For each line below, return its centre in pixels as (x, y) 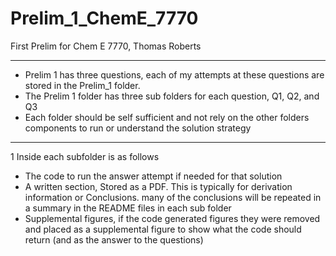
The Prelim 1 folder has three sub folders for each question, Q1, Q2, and (172, 96)
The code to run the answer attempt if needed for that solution (153, 176)
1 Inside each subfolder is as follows (85, 156)
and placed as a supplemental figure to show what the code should (163, 229)
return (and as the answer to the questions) (114, 239)
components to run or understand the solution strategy (138, 128)
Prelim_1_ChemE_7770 (104, 18)
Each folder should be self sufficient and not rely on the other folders (167, 117)
